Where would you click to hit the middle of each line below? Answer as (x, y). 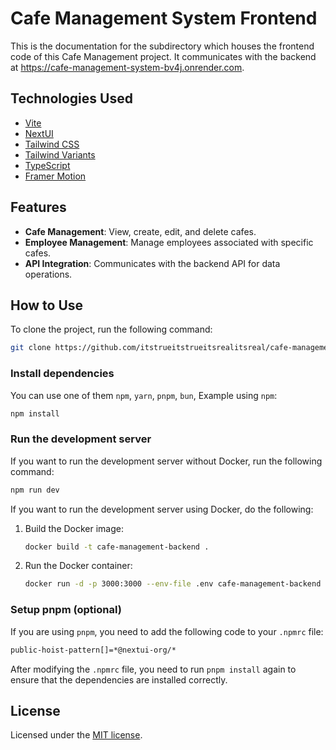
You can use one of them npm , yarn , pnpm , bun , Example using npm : (144, 395)
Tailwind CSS (52, 144)
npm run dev (35, 490)
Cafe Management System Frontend (164, 18)
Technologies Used (71, 98)
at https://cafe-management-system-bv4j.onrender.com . (127, 67)
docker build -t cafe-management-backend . (117, 547)
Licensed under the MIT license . (76, 735)
